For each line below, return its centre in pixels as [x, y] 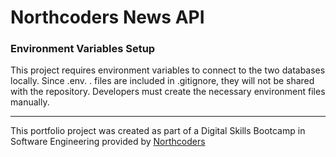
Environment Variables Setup [83, 49]
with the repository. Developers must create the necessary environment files [168, 92]
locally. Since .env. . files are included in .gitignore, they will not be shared [162, 81]
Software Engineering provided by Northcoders [108, 142]
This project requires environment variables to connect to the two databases [168, 70]
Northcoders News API [107, 17]
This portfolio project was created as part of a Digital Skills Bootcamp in [158, 131]
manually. [30, 102]
